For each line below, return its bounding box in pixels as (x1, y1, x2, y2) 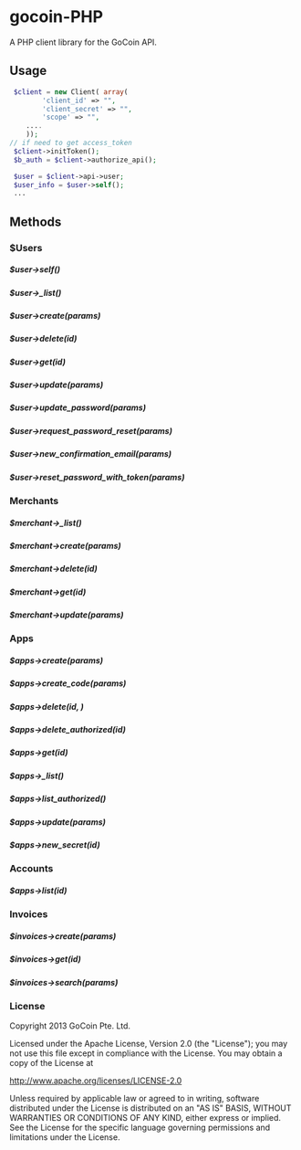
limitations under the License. (9, 1132, 120, 1143)
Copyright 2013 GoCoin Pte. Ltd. (9, 1020, 130, 1031)
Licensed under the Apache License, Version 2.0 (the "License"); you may (9, 1039, 288, 1050)
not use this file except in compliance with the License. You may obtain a (9, 1048, 283, 1059)
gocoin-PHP (9, 6, 103, 27)
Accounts (9, 862, 54, 875)
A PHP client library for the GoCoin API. (9, 37, 158, 47)
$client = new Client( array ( (13, 87, 129, 97)
